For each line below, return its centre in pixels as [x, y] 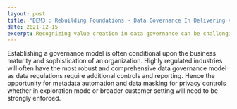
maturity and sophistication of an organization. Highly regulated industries [115, 61]
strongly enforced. [34, 98]
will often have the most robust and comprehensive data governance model [117, 68]
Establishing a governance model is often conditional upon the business [112, 53]
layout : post [26, 14]
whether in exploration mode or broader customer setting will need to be [113, 91]
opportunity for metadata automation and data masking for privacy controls [117, 83]
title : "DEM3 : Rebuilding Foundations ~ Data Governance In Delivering [116, 20]
